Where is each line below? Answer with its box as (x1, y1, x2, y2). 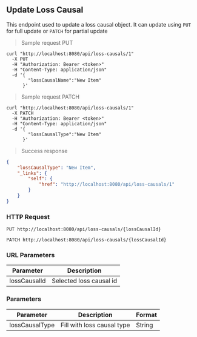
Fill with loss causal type (60, 321, 130, 329)
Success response (21, 147, 68, 154)
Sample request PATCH (21, 93, 80, 100)
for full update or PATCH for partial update (6, 27, 108, 34)
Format (136, 310, 158, 319)
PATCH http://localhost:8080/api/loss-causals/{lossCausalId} (6, 237, 167, 243)
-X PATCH (12, 110, 34, 116)
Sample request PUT (21, 39, 73, 46)
